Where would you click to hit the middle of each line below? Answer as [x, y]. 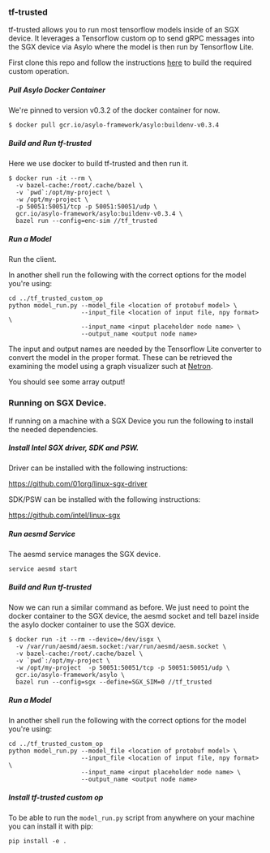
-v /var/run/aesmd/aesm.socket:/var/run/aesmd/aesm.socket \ [121, 647]
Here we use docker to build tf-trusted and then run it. [99, 164]
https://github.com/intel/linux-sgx [64, 515]
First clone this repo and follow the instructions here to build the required [130, 62]
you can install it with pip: [51, 826]
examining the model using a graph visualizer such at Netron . [111, 366]
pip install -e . [38, 842]
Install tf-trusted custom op [56, 797]
